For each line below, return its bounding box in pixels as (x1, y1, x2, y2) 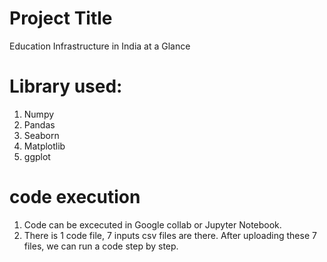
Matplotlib (23, 140, 66, 152)
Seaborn (23, 129, 60, 141)
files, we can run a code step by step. (23, 240, 179, 252)
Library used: (9, 75, 123, 98)
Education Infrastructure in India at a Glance (9, 40, 191, 52)
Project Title (9, 7, 113, 30)
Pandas (23, 118, 56, 131)
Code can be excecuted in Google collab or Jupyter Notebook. (23, 218, 282, 231)
